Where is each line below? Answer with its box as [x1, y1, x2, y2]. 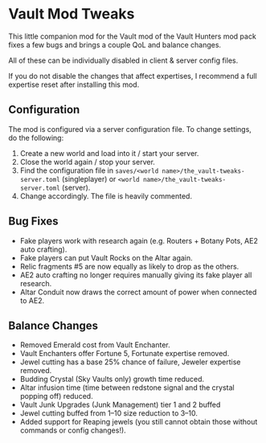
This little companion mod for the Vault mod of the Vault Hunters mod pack [8, 31, 257, 41]
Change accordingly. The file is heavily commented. [19, 191, 193, 201]
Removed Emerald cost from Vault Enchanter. [19, 340, 170, 350]
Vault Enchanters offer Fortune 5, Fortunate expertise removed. [19, 349, 230, 359]
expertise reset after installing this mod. [8, 80, 140, 89]
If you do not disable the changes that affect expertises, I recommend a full [8, 71, 257, 80]
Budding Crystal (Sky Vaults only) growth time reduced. [19, 375, 205, 384]
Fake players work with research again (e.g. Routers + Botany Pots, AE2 [19, 236, 259, 245]
